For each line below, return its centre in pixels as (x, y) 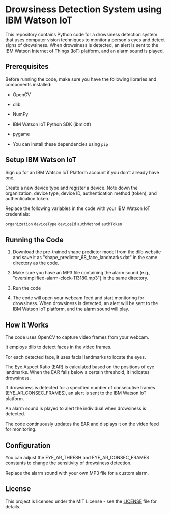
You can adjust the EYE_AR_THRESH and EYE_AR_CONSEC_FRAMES (77, 458)
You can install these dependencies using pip (60, 144)
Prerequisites (27, 67)
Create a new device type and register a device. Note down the (72, 188)
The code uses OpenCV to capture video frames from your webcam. (77, 337)
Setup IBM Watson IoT (41, 160)
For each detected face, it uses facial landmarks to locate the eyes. (76, 357)
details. (13, 506)
